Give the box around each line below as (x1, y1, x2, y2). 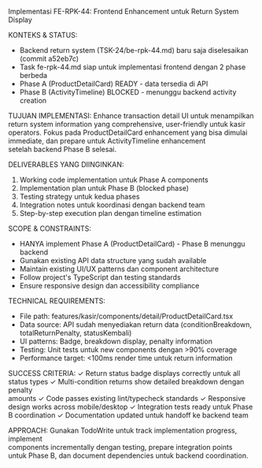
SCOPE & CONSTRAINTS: (8, 224, 92, 233)
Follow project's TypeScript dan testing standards (19, 273, 181, 282)
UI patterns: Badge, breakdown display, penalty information (19, 336, 213, 346)
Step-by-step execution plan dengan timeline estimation (19, 209, 202, 217)
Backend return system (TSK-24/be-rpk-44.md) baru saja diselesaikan (19, 46, 249, 54)
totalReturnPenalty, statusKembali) (19, 329, 132, 337)
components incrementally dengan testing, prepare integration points (8, 443, 233, 451)
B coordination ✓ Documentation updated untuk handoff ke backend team (8, 410, 249, 420)
